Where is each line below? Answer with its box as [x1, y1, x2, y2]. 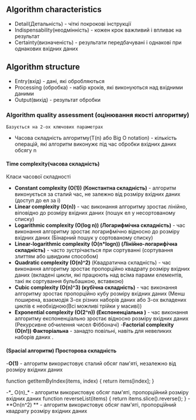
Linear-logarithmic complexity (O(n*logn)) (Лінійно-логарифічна [14, 240, 178, 247]
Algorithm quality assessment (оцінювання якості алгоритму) [6, 111, 190, 119]
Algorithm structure [6, 62, 80, 72]
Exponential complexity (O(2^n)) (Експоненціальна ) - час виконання [14, 309, 188, 316]
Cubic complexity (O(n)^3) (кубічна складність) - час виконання [14, 284, 177, 291]
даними [14, 90, 34, 97]
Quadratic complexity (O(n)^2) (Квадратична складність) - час [14, 259, 171, 266]
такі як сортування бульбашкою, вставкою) [14, 278, 124, 285]
